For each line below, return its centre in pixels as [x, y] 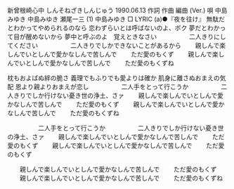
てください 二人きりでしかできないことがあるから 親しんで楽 [117, 45]
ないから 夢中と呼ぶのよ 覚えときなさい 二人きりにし [132, 37]
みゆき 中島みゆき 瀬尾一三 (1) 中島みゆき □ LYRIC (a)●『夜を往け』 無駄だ [116, 19]
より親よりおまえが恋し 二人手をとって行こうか [105, 87]
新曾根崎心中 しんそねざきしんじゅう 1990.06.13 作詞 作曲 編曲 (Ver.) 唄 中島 [117, 10]
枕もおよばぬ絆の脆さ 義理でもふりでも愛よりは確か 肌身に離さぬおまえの [113, 78]
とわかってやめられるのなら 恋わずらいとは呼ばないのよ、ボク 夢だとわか [113, 28]
